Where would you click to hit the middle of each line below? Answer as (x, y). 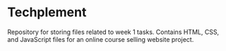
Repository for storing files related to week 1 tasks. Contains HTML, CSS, (113, 32)
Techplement (47, 12)
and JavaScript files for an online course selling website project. (101, 39)
